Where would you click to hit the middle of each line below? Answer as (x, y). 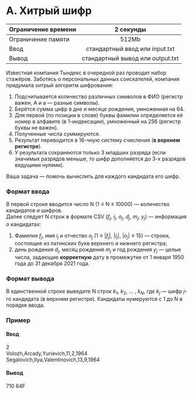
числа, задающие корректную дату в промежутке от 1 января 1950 (99, 257)
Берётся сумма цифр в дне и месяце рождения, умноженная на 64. (99, 109)
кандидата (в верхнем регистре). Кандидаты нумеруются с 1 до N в (98, 299)
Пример (18, 320)
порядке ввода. (25, 305)
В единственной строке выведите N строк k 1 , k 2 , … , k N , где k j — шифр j (96, 292)
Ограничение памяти (39, 39)
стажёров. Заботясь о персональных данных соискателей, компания (93, 79)
